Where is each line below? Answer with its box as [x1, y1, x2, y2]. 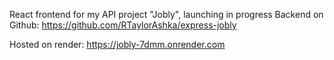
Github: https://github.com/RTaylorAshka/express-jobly [9, 19, 237, 31]
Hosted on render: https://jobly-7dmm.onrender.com [9, 39, 226, 50]
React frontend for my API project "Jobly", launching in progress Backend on [9, 9, 324, 20]
